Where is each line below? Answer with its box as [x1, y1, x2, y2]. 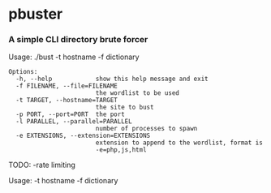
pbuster [8, 5, 63, 24]
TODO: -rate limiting [8, 160, 75, 170]
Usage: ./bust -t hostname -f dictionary [8, 52, 140, 62]
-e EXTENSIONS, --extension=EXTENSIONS [15, 131, 151, 140]
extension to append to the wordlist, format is [95, 139, 264, 147]
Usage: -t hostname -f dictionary [8, 176, 118, 186]
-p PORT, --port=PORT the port [15, 110, 126, 118]
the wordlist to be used [95, 89, 180, 97]
